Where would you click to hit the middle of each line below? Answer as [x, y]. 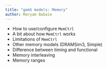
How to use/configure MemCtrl [43, 28]
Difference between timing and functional [55, 50]
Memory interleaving [34, 55]
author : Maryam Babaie [29, 14]
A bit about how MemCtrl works [44, 34]
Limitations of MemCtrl [35, 39]
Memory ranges [29, 60]
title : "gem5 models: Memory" [37, 10]
